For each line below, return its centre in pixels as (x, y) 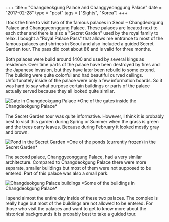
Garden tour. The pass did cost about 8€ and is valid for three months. (78, 49)
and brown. (17, 132)
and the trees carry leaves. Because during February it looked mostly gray (82, 127)
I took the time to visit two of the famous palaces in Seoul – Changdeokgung (84, 22)
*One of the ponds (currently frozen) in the (111, 142)
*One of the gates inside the (107, 101)
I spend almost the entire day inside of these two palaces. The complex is (81, 198)
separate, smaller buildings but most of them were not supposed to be (78, 168)
